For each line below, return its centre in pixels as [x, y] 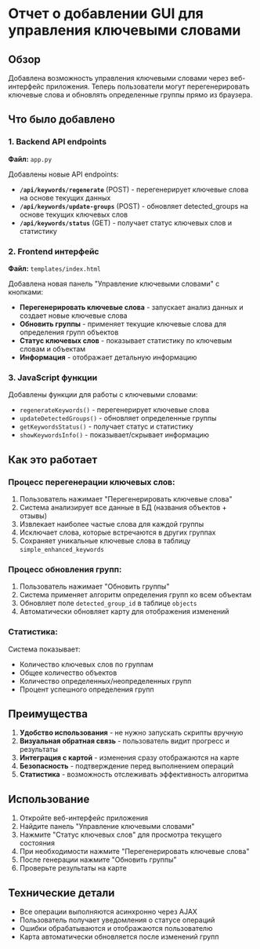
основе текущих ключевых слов [74, 214]
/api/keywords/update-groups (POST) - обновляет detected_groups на [134, 206]
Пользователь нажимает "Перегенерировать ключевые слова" [126, 498]
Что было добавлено [62, 120]
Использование [49, 799]
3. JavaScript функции [53, 378]
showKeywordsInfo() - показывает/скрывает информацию [114, 435]
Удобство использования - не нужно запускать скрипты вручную [131, 733]
